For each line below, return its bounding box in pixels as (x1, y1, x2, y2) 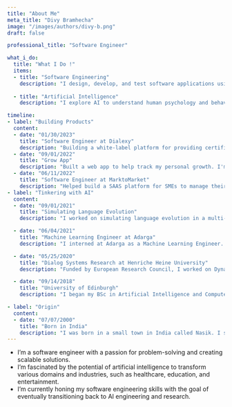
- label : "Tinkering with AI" (7, 189, 95, 196)
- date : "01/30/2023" (13, 131, 76, 138)
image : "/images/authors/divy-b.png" (7, 23, 116, 30)
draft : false (7, 29, 45, 37)
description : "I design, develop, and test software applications (19, 80, 215, 87)
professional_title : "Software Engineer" (7, 42, 128, 49)
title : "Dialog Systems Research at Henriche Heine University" (19, 259, 209, 266)
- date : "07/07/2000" (13, 316, 76, 323)
